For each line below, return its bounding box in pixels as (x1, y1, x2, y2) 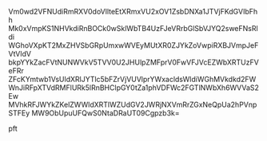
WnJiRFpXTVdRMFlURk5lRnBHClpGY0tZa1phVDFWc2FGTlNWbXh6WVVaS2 (8, 83, 260, 92)
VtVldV (8, 49, 32, 58)
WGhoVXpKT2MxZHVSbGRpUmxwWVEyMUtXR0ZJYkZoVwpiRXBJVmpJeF (8, 41, 259, 50)
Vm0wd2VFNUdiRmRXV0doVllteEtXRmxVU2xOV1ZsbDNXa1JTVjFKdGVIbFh (8, 7, 258, 16)
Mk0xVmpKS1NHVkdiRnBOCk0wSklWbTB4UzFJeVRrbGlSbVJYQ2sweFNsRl (8, 24, 258, 33)
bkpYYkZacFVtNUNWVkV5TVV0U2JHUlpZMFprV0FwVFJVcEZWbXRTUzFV (8, 57, 260, 67)
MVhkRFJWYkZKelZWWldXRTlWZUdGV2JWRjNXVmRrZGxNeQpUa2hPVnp (8, 100, 257, 109)
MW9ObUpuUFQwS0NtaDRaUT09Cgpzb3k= (31, 108, 180, 118)
